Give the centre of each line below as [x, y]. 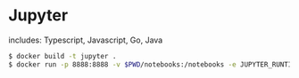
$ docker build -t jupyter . [62, 56]
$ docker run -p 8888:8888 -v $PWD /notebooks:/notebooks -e [123, 64]
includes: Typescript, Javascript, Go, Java [86, 40]
